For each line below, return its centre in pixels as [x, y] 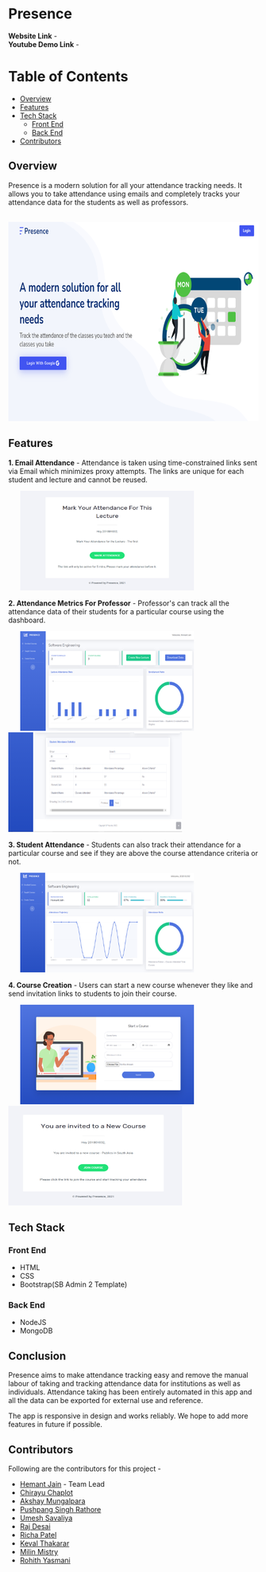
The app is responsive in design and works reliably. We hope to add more [128, 1416]
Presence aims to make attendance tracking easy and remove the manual [128, 1375]
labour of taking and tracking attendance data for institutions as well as [124, 1384]
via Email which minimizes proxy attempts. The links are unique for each [126, 471]
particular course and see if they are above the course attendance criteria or [133, 853]
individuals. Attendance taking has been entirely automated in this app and [130, 1392]
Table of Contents [68, 77]
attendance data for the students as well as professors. [98, 202]
